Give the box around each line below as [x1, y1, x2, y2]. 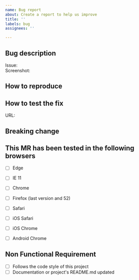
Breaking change [5, 127, 59, 135]
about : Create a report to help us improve [5, 12, 97, 17]
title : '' [5, 17, 26, 22]
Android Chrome [12, 235, 46, 241]
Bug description [5, 49, 56, 58]
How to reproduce [5, 82, 62, 91]
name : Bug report [5, 7, 41, 13]
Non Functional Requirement [5, 250, 96, 258]
